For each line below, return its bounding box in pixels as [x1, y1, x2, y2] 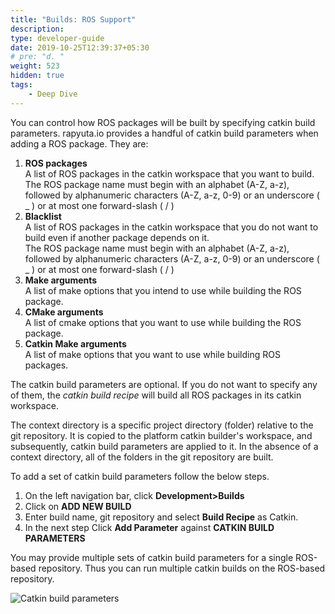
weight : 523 [10, 61, 60, 71]
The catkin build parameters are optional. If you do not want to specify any [10, 378, 318, 390]
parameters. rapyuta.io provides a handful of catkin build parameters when [10, 127, 319, 139]
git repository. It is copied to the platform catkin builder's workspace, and [10, 429, 313, 441]
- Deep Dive [28, 89, 78, 99]
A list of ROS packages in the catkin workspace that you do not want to [24, 221, 319, 233]
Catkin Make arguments [24, 337, 127, 350]
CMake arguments [24, 306, 104, 318]
